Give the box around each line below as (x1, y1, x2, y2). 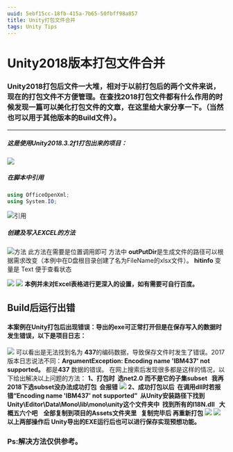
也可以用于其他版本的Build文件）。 (7, 113, 121, 122)
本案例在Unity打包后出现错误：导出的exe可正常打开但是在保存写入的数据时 (7, 323, 222, 331)
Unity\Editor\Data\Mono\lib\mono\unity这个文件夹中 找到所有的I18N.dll (7, 401, 215, 409)
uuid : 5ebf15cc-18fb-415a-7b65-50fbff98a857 (7, 10, 138, 17)
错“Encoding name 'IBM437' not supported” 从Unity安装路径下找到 (7, 392, 205, 400)
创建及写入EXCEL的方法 (7, 229, 76, 237)
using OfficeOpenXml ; (7, 191, 70, 198)
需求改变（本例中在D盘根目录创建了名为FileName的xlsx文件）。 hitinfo (12, 256, 214, 264)
